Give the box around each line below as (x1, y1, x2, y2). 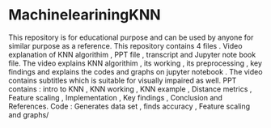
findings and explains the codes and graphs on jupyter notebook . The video (8, 66, 263, 76)
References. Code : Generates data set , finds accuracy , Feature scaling (8, 101, 251, 111)
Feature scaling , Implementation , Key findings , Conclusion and (8, 92, 222, 102)
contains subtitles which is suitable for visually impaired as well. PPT (8, 75, 237, 85)
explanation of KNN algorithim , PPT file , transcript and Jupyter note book (8, 49, 256, 59)
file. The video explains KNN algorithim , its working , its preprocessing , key (8, 58, 263, 68)
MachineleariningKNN (8, 6, 161, 24)
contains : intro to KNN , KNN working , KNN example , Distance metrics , (8, 83, 252, 94)
